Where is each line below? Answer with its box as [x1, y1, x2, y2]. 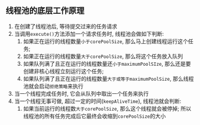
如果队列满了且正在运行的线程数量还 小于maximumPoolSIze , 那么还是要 [23, 60, 191, 67]
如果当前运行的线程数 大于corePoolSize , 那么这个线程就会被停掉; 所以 [23, 105, 192, 112]
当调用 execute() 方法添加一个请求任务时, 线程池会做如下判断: [14, 30, 164, 37]
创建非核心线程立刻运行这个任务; [23, 68, 104, 75]
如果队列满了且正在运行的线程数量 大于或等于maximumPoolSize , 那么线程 [23, 75, 194, 82]
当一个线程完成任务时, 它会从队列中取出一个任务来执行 [14, 90, 149, 97]
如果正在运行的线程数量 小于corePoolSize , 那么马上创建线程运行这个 [23, 38, 189, 45]
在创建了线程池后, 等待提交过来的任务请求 [14, 23, 117, 30]
